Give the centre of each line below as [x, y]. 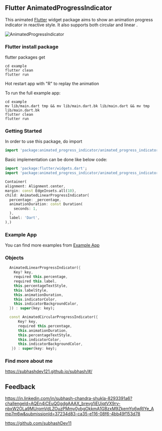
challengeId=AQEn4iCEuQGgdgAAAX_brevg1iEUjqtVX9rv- [63, 403]
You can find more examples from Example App [52, 245]
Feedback [20, 387]
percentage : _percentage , [35, 200]
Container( [16, 182]
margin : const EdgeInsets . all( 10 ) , [41, 191]
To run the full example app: [33, 93]
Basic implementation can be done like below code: [56, 160]
